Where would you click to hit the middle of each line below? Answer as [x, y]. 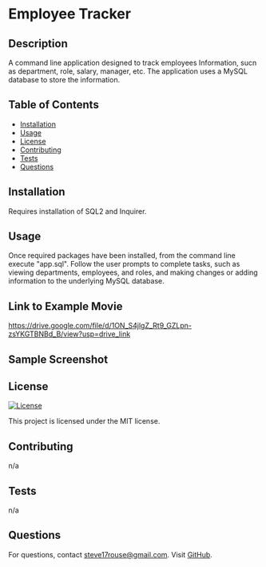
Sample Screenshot [58, 359]
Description [38, 44]
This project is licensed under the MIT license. [84, 421]
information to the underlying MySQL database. [87, 281]
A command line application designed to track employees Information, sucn [133, 62]
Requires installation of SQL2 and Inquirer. [77, 211]
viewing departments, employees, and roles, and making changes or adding [133, 272]
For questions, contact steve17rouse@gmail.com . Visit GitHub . [111, 554]
